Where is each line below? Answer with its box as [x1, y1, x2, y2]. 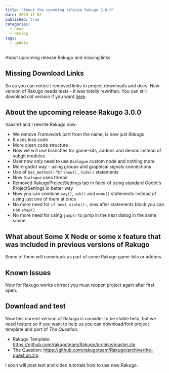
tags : [5, 36, 17, 41]
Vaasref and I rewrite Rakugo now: [5, 121, 77, 127]
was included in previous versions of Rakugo [5, 240, 150, 249]
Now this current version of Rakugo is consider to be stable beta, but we [5, 315, 156, 321]
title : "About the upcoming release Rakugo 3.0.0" [5, 7, 114, 13]
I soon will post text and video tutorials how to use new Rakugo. [5, 362, 138, 368]
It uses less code [12, 137, 48, 143]
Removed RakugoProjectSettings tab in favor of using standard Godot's [12, 180, 162, 186]
